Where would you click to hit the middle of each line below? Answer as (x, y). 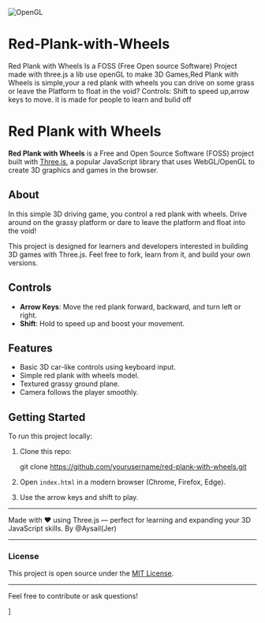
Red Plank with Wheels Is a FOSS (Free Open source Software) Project (123, 66)
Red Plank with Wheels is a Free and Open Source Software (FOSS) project (131, 153)
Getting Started (47, 417)
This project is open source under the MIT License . (91, 573)
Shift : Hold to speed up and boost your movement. (102, 323)
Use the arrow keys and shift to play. (79, 497)
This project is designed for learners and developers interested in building (128, 246)
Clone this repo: (45, 452)
